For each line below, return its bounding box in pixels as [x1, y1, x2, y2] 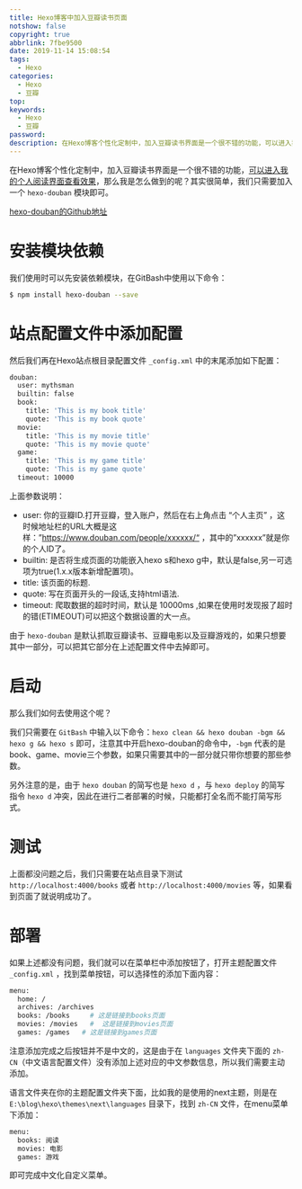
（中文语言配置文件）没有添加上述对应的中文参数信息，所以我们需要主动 [17, 1056, 286, 1067]
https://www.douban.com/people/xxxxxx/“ [41, 532, 200, 542]
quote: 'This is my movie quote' [25, 440, 151, 449]
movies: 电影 [17, 1144, 64, 1153]
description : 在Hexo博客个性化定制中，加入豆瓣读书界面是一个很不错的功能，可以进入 [9, 139, 292, 148]
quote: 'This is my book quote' [25, 415, 147, 424]
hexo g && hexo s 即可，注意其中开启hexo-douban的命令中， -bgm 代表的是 [9, 738, 286, 748]
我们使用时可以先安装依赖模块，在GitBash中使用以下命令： [9, 272, 227, 283]
